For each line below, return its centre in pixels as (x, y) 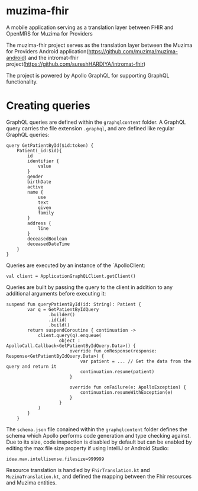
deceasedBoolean (47, 239)
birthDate (39, 182)
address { (39, 223)
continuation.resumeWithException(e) (126, 392)
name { (35, 192)
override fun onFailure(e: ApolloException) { (128, 387)
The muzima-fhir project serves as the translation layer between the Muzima (99, 45)
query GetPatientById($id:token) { (50, 145)
